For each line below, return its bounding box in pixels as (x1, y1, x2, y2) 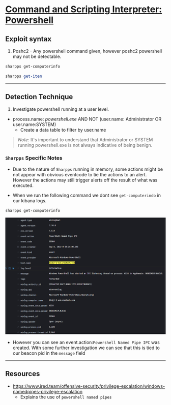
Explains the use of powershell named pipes (20, 394, 112, 400)
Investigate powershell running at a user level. (12, 106, 109, 112)
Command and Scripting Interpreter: (5, 4, 162, 15)
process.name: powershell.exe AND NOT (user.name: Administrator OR (12, 116, 162, 122)
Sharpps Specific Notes (5, 154, 63, 162)
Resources (5, 369, 40, 378)
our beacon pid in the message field (12, 350, 85, 356)
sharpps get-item (5, 74, 42, 79)
